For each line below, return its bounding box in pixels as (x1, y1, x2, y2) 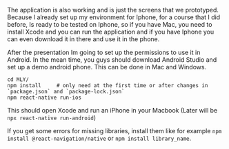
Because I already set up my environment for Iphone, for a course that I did (7, 13, 221, 21)
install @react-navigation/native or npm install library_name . (7, 134, 192, 142)
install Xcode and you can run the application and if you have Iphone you (7, 27, 215, 36)
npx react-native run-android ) (7, 113, 97, 122)
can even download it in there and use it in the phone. (7, 35, 160, 43)
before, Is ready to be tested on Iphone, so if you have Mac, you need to (7, 21, 212, 28)
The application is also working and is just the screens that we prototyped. (7, 6, 219, 14)
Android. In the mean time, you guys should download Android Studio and (7, 56, 217, 64)
